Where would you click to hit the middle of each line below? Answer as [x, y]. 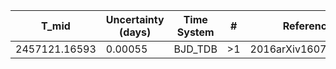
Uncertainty [135, 19]
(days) [135, 32]
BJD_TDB [195, 49]
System [195, 32]
